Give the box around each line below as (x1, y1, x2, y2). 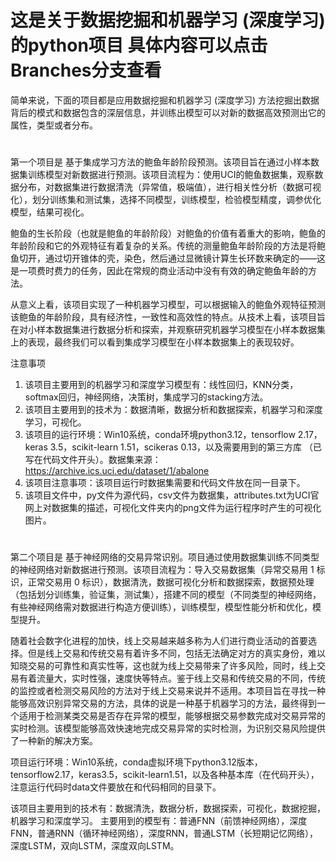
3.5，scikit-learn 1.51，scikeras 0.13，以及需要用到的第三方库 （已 (49, 441, 322, 453)
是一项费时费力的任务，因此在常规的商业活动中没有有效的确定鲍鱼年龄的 (10, 265, 308, 277)
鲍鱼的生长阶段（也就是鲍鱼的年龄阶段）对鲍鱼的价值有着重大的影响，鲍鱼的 (10, 227, 326, 240)
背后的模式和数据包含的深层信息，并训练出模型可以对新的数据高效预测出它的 (10, 106, 326, 118)
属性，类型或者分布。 (10, 119, 98, 131)
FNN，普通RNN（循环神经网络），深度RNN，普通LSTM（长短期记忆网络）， (10, 827, 319, 840)
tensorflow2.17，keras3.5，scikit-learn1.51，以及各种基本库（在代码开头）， (10, 769, 320, 781)
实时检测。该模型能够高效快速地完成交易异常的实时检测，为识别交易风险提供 (10, 722, 326, 735)
